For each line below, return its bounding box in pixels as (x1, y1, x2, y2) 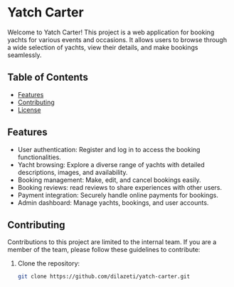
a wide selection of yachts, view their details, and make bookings (7, 43, 198, 51)
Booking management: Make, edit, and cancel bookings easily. (17, 176, 201, 184)
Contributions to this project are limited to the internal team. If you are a (7, 238, 217, 246)
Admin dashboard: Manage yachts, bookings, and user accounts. (17, 198, 209, 207)
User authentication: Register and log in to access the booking (17, 145, 201, 153)
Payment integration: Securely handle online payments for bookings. (17, 191, 219, 199)
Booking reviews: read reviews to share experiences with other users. (17, 183, 223, 191)
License (17, 105, 41, 114)
